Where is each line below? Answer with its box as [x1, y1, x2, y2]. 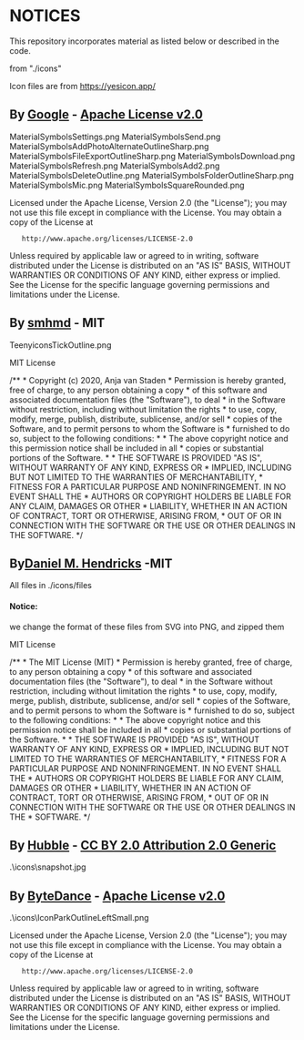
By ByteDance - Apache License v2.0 [9, 888, 226, 903]
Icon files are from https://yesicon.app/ [9, 80, 157, 91]
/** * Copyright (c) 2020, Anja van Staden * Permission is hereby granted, [9, 374, 287, 385]
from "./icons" [9, 63, 62, 74]
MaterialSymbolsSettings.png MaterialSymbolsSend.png [9, 131, 221, 142]
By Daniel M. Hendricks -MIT [9, 556, 173, 571]
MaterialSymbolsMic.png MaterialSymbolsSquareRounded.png [9, 179, 245, 190]
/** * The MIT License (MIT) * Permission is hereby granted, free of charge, [9, 657, 293, 668]
